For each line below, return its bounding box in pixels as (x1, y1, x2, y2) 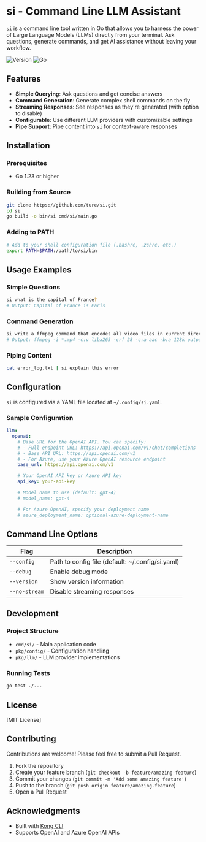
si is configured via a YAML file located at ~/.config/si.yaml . (6, 398, 162, 405)
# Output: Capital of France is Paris (6, 302, 105, 308)
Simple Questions (6, 283, 61, 291)
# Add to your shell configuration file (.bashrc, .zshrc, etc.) (6, 242, 177, 248)
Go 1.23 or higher (15, 173, 59, 180)
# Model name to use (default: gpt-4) (17, 489, 116, 496)
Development (6, 608, 59, 619)
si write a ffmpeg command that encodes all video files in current (6, 331, 185, 337)
